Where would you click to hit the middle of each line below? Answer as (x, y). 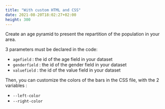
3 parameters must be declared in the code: (52, 50)
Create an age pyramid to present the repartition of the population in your (82, 34)
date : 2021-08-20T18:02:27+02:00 (41, 15)
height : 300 (18, 19)
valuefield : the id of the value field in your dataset (67, 70)
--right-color (28, 101)
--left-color (27, 96)
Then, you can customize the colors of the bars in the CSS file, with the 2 (82, 80)
